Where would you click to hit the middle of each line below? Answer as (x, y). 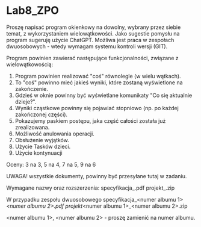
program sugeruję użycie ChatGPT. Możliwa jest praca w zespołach (90, 40)
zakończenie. (31, 89)
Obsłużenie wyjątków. (42, 140)
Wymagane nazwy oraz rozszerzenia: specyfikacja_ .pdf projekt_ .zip (91, 188)
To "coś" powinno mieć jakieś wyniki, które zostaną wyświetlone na (99, 82)
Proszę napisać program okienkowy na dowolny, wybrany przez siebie (94, 27)
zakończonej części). (41, 114)
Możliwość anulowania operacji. (54, 134)
